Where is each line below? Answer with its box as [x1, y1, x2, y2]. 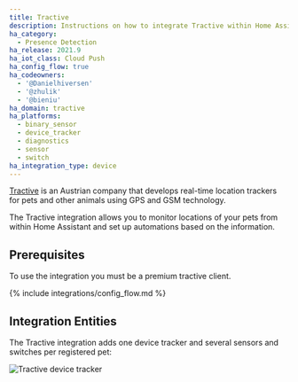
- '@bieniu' [17, 95, 62, 105]
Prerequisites [9, 247, 85, 262]
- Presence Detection [17, 37, 98, 47]
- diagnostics [17, 136, 69, 145]
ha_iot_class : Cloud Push [9, 54, 105, 63]
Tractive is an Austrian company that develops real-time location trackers [9, 185, 278, 196]
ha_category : [9, 29, 58, 38]
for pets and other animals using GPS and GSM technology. [9, 195, 226, 206]
